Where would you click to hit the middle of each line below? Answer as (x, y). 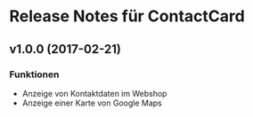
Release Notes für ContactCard (127, 16)
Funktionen (34, 74)
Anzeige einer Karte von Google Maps (92, 103)
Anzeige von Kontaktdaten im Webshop (94, 93)
